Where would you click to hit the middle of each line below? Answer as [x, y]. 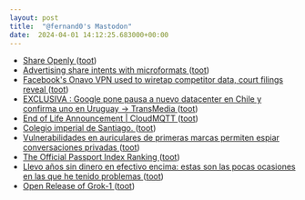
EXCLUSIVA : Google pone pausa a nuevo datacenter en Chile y [142, 99]
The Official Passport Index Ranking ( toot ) [101, 157]
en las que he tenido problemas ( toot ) [93, 176]
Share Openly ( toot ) [60, 61]
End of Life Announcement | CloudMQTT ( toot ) [110, 118]
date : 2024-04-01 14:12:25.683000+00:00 [89, 35]
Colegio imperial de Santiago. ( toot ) [89, 128]
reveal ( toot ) [46, 90]
